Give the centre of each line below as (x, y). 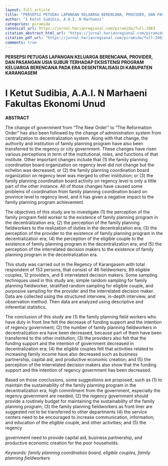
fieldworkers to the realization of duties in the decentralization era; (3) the (81, 228)
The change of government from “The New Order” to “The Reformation (78, 127)
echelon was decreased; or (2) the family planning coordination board (77, 170)
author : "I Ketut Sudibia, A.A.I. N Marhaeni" (54, 19)
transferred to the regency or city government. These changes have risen (81, 149)
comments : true (21, 43)
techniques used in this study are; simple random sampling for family (76, 280)
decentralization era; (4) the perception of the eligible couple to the (74, 239)
